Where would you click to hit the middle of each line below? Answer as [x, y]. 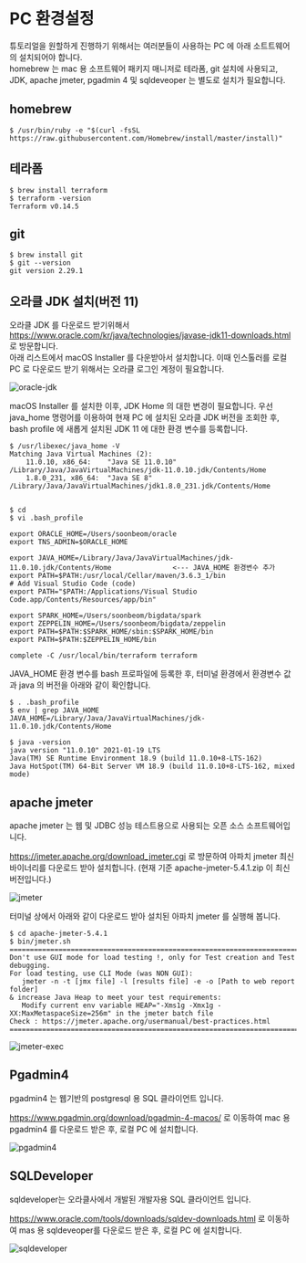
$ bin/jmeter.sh [40, 942]
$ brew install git [46, 255]
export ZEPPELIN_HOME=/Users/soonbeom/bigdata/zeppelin [117, 624]
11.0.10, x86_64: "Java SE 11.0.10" [102, 462]
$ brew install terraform [58, 190]
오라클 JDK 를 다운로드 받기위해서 [70, 325]
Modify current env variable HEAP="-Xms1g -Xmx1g [117, 1005]
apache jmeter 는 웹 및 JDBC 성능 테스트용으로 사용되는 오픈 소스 [127, 826]
